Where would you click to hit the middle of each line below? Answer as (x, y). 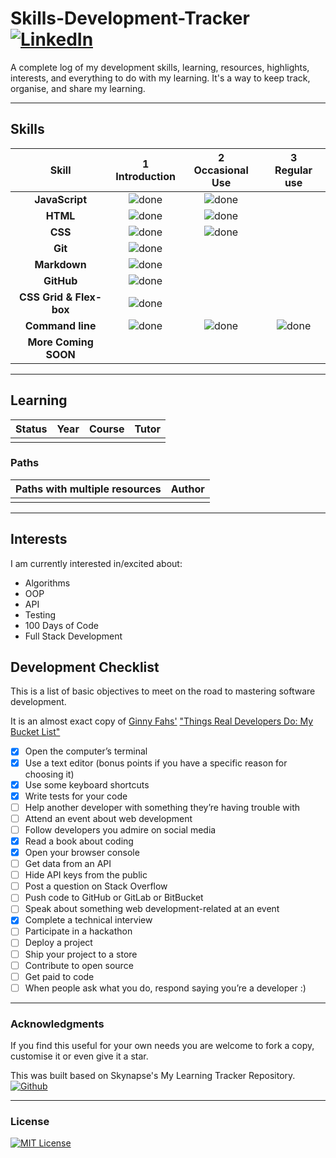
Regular (293, 170)
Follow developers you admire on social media (120, 829)
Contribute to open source (79, 965)
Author (187, 489)
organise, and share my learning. (78, 88)
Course (106, 429)
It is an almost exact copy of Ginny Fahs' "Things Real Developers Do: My (162, 721)
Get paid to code (59, 976)
